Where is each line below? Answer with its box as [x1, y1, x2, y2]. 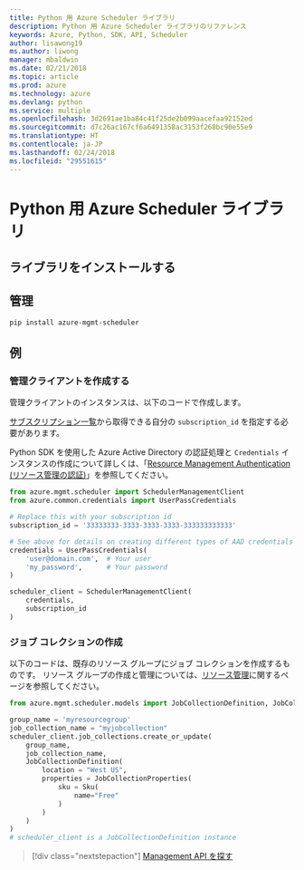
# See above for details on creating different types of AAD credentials [9, 536, 294, 546]
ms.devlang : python [9, 97, 83, 107]
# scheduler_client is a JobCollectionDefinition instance [9, 833, 237, 843]
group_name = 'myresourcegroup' [9, 715, 131, 724]
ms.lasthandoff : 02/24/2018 [9, 148, 116, 157]
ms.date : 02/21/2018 [9, 64, 88, 73]
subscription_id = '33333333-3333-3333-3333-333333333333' [9, 521, 237, 530]
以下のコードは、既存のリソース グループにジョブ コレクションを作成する [9, 658, 283, 669]
